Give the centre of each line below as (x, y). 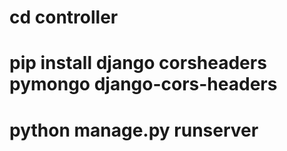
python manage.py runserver (134, 130)
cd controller (64, 17)
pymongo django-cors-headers (143, 84)
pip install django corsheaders (138, 63)
